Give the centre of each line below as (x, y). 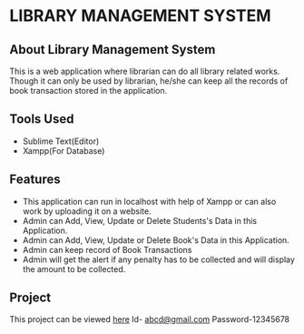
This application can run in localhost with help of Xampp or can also (149, 201)
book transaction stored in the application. (88, 91)
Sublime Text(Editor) (61, 141)
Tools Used (42, 119)
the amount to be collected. (74, 268)
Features (35, 180)
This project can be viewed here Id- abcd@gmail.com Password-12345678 (150, 319)
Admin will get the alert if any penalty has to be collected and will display (158, 259)
